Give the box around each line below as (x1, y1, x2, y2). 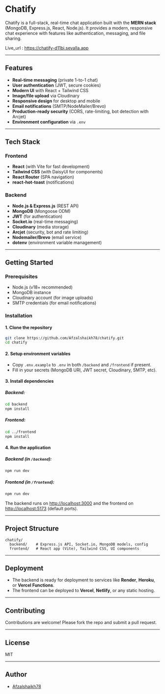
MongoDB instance (12, 290, 52, 296)
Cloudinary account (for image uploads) (12, 295, 93, 301)
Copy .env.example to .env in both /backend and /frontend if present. (12, 362, 152, 367)
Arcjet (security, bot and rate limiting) (12, 229, 89, 235)
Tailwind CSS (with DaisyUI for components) (12, 169, 103, 175)
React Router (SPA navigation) (12, 174, 75, 180)
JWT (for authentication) (12, 213, 63, 219)
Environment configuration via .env (12, 119, 86, 125)
